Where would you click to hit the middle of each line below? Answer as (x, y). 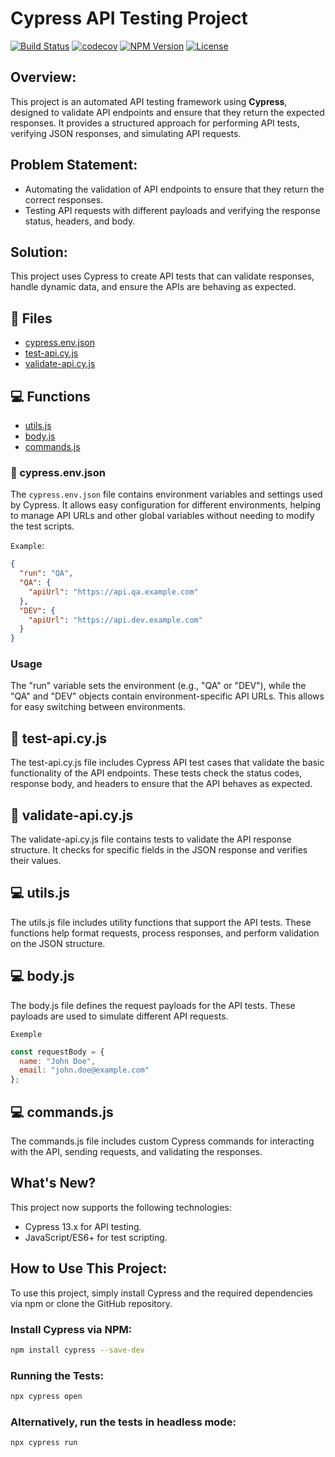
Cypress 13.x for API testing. (83, 1226)
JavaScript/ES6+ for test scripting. (96, 1237)
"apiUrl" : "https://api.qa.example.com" (113, 592)
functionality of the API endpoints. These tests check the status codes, (156, 773)
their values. (36, 861)
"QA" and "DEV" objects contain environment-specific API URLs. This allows (167, 696)
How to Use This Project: (89, 1268)
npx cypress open (46, 1397)
